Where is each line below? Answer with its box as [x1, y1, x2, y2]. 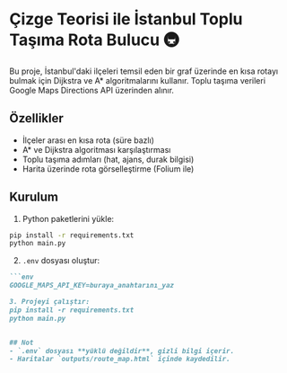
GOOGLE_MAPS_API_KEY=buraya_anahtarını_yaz [9, 281, 175, 290]
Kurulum [9, 190, 59, 205]
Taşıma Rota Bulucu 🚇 [9, 30, 180, 50]
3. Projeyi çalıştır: [9, 298, 91, 306]
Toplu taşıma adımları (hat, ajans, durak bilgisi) [22, 154, 195, 164]
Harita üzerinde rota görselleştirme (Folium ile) [22, 163, 195, 174]
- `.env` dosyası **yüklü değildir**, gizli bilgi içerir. [9, 346, 235, 355]
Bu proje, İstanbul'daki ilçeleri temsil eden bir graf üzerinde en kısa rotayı [9, 66, 279, 76]
